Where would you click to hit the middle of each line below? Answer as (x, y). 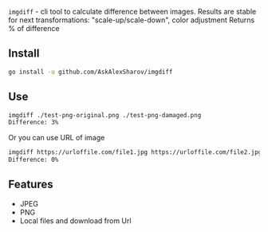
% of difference (34, 28)
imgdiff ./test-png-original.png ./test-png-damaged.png (105, 115)
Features (31, 185)
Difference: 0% (33, 160)
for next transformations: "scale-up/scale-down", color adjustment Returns (132, 20)
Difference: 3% (33, 123)
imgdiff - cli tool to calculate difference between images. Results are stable (132, 12)
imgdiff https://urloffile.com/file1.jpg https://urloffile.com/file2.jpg (135, 152)
